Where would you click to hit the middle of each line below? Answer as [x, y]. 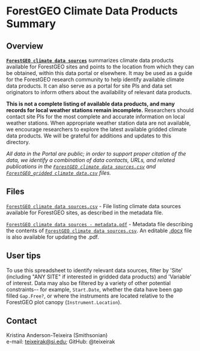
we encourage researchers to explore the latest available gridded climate [97, 129]
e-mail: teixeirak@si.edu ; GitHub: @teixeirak [61, 342]
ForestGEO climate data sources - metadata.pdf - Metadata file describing [100, 224]
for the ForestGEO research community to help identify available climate [95, 79]
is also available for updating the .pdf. [53, 237]
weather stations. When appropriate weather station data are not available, [98, 123]
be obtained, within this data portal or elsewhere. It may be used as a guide [99, 73]
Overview [25, 46]
